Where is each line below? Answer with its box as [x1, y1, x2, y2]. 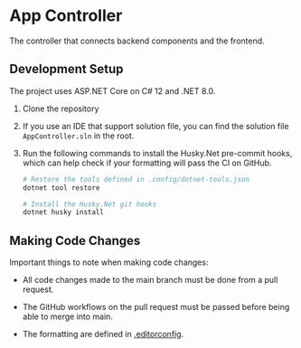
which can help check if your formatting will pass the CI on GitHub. [22, 157, 272, 168]
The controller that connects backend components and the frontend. [9, 35, 265, 46]
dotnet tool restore [22, 183, 100, 193]
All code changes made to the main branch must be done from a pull [22, 275, 278, 286]
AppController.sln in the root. [22, 130, 135, 141]
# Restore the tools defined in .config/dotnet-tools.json [22, 174, 250, 183]
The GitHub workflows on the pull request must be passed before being [22, 302, 290, 313]
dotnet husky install [22, 208, 104, 217]
